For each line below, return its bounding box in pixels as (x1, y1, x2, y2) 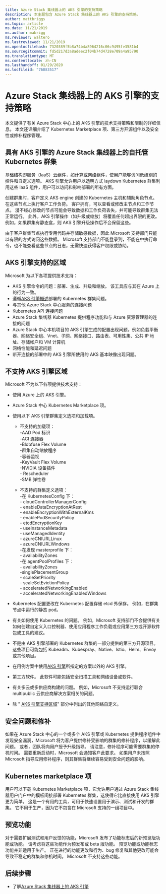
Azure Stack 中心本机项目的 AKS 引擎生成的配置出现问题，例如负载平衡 (12, 326, 159, 333)
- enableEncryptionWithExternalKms (19, 509, 94, 515)
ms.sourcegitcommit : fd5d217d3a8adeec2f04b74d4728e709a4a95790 (5, 49, 139, 54)
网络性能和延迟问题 (12, 345, 52, 351)
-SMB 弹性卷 (19, 477, 46, 482)
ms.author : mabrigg (5, 30, 46, 35)
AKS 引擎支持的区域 (5, 259, 66, 267)
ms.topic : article (5, 21, 43, 26)
